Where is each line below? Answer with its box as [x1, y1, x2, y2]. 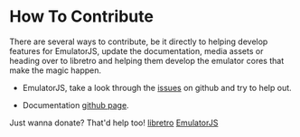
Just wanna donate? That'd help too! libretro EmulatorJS [9, 117, 219, 128]
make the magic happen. [9, 65, 102, 76]
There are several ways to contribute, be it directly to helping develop [9, 36, 268, 47]
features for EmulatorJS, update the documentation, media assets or [9, 45, 264, 56]
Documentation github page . [22, 99, 129, 110]
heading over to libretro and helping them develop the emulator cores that [9, 55, 285, 66]
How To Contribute [9, 6, 154, 27]
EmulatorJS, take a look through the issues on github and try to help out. [22, 82, 292, 93]
